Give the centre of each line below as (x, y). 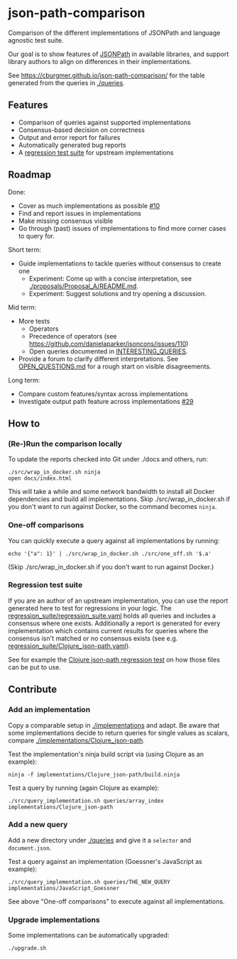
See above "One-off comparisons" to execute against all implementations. (117, 901)
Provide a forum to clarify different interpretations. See (98, 358)
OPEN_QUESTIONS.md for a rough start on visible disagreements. (115, 366)
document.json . (30, 848)
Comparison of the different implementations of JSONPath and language (114, 33)
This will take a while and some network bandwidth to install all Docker (111, 492)
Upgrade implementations (54, 919)
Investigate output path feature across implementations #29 (106, 401)
